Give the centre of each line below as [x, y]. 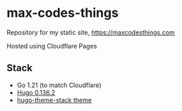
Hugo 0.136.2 [36, 92]
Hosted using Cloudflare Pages [52, 46]
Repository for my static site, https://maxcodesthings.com [91, 32]
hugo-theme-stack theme [54, 100]
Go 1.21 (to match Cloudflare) [59, 85]
